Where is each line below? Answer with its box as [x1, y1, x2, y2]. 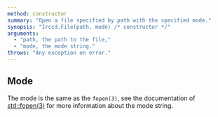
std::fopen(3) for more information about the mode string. [7, 101, 174, 109]
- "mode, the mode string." [13, 43, 96, 50]
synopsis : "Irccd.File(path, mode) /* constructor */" [7, 23, 171, 30]
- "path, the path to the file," [13, 36, 111, 43]
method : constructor [7, 10, 68, 18]
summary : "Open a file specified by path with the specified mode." [7, 17, 212, 24]
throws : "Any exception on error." [7, 50, 111, 57]
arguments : [7, 29, 39, 37]
